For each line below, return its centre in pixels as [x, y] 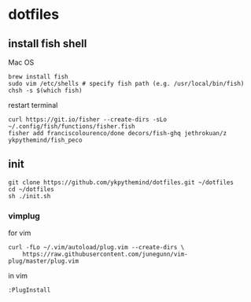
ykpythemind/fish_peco [45, 140]
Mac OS [21, 62]
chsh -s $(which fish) [45, 90]
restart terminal [33, 105]
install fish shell [48, 44]
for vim [20, 233]
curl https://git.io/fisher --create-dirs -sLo [88, 120]
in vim [18, 276]
